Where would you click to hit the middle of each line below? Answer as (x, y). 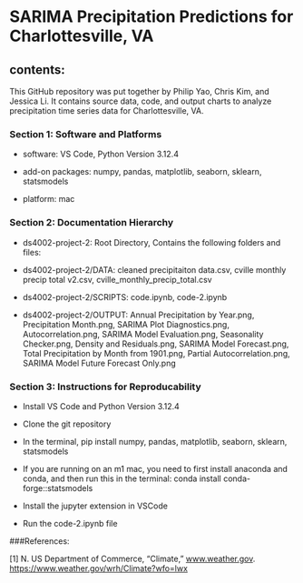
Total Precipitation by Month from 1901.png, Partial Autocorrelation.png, (156, 353)
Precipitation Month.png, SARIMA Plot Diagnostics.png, (126, 324)
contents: (37, 70)
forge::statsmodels (58, 488)
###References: (39, 541)
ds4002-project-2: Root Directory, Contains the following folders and (151, 242)
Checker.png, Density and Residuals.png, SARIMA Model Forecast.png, (156, 344)
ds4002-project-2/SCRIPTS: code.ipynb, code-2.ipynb (125, 297)
